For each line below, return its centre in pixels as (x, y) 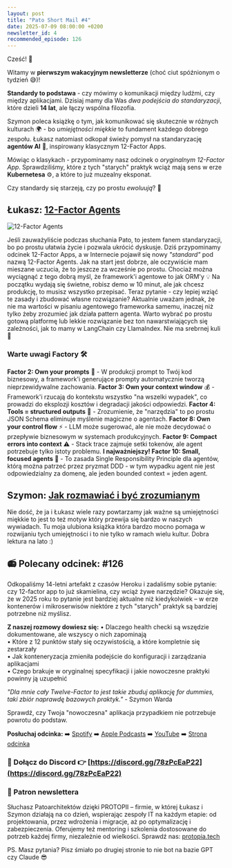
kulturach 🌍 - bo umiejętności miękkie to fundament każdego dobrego (108, 129)
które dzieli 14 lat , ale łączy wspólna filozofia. (71, 108)
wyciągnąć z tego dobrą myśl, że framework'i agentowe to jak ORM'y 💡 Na (114, 276)
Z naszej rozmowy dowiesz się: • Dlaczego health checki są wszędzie (108, 626)
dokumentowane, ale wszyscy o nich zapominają (77, 634)
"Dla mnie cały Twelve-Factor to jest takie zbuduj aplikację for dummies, (110, 691)
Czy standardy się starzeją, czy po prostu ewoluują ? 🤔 (84, 188)
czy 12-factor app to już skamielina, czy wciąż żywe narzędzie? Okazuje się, (116, 591)
